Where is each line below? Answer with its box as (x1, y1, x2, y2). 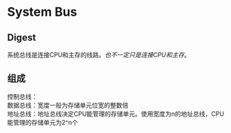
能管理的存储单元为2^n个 (7, 118, 78, 126)
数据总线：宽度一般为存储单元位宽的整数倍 (7, 101, 129, 109)
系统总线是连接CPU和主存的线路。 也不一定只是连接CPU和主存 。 (7, 51, 191, 59)
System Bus (7, 4, 77, 20)
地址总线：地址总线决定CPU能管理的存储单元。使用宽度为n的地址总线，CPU (7, 110, 225, 118)
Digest (7, 32, 37, 43)
